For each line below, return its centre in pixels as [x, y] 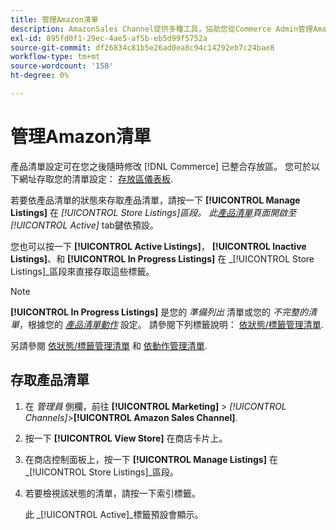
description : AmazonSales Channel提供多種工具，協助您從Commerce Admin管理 [161, 29]
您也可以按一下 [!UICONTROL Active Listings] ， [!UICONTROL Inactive [158, 246]
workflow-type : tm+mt [55, 57]
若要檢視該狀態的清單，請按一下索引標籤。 [112, 493]
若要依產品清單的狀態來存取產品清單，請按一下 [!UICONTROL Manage [155, 200]
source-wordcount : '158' [62, 66]
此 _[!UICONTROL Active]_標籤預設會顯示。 [114, 514]
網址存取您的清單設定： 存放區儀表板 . [95, 178]
